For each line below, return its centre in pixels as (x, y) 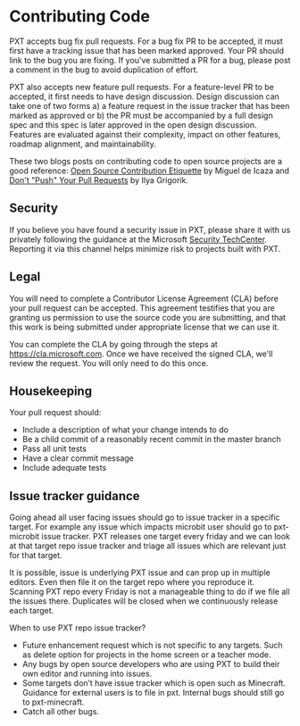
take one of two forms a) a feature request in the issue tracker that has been (150, 105)
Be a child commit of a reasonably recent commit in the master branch (151, 439)
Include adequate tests (64, 468)
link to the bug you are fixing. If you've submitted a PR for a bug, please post (150, 60)
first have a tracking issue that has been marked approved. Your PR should (146, 50)
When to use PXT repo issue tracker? (78, 628)
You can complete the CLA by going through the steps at (114, 344)
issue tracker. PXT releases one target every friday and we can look (166, 537)
